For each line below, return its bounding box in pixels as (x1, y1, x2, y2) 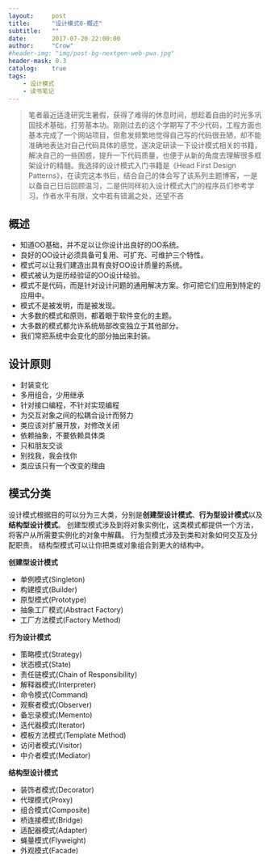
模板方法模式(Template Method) (19, 730, 127, 740)
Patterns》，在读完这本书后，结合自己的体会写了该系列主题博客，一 (27, 171, 251, 180)
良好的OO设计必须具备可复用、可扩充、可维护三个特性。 (19, 250, 208, 260)
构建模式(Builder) (19, 584, 78, 594)
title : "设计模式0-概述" (8, 19, 102, 27)
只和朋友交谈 (19, 441, 63, 450)
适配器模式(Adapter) (19, 825, 88, 835)
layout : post (8, 11, 67, 20)
